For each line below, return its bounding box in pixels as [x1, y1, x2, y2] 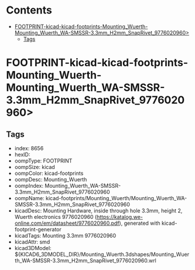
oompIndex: [14, 182, 44, 189]
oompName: [14, 194, 45, 201]
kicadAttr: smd [14, 238, 50, 245]
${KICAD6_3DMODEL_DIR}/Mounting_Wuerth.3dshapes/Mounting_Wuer [14, 251, 189, 258]
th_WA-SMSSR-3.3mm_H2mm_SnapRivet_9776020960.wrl [14, 256, 157, 264]
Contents [6, 4, 53, 17]
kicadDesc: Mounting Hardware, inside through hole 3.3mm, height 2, [14, 207, 183, 214]
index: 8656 [14, 144, 44, 151]
